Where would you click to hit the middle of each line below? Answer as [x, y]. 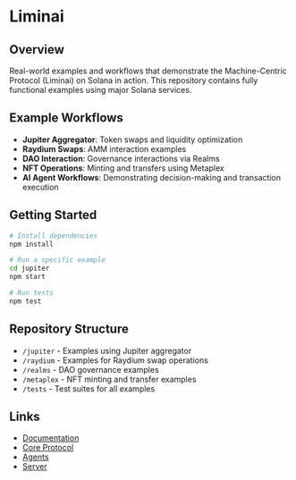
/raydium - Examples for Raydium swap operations [115, 360]
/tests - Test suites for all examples [89, 388]
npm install [31, 244]
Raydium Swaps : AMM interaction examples [104, 148]
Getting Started [53, 215]
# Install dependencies [54, 236]
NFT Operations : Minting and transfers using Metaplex [123, 168]
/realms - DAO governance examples [90, 369]
